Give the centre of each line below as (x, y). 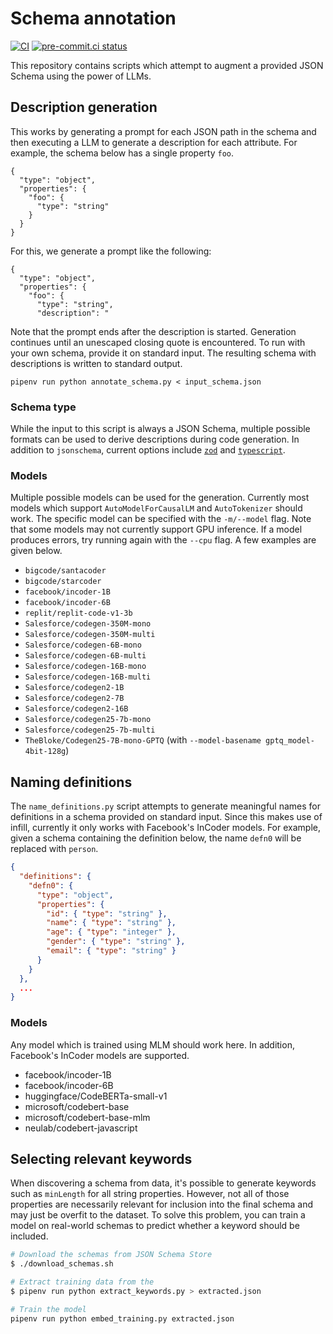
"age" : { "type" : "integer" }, (111, 932)
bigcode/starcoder (63, 582)
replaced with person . (54, 849)
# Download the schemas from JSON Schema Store (111, 1255)
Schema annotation (93, 18)
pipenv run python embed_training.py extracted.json (122, 1318)
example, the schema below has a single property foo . (122, 153)
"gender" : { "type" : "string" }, (116, 942)
